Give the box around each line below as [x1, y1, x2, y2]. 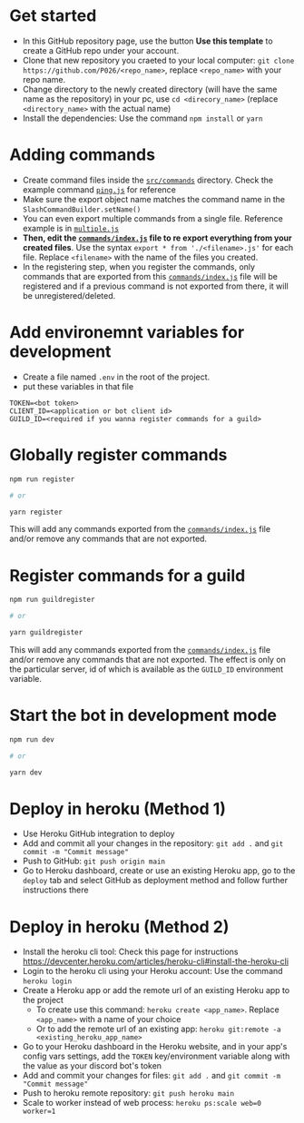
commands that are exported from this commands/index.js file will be [22, 271, 279, 281]
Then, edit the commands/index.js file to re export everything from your [22, 232, 292, 243]
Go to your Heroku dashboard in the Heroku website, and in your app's [22, 1041, 288, 1052]
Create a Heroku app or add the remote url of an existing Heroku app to [22, 985, 290, 996]
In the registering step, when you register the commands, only [22, 261, 256, 272]
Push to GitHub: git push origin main [22, 855, 166, 867]
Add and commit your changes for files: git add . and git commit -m [22, 1070, 281, 1081]
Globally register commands [9, 445, 228, 465]
